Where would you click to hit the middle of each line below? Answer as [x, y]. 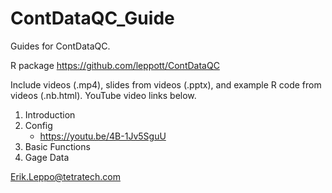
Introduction [50, 114]
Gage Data [47, 157]
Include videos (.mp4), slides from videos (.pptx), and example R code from [166, 84]
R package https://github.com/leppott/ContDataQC [115, 65]
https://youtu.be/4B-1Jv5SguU [103, 136]
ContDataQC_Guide [92, 18]
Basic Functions [57, 146]
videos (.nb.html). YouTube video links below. [103, 95]
